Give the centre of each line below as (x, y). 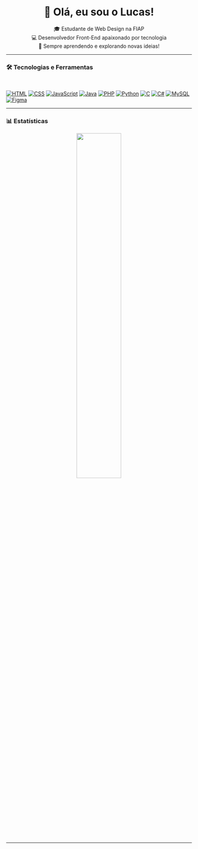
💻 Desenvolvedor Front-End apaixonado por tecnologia (99, 37)
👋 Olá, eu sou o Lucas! (99, 12)
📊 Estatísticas (27, 121)
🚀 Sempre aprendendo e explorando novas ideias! (99, 46)
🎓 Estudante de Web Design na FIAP (99, 28)
